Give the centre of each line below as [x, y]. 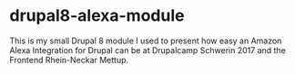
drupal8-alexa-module [97, 16]
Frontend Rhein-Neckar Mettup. [69, 60]
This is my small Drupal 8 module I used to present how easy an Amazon [146, 41]
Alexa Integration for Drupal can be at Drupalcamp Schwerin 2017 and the [148, 50]
